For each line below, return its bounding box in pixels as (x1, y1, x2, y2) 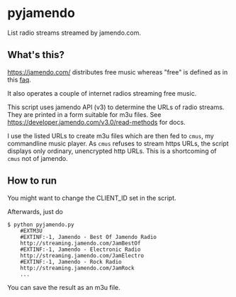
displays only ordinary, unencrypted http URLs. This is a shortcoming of (7, 147, 217, 155)
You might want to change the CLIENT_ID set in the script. (7, 194, 176, 202)
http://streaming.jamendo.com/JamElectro (20, 252, 144, 259)
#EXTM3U (20, 227, 43, 235)
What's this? (7, 49, 65, 61)
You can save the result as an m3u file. (7, 283, 120, 291)
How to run (7, 175, 57, 187)
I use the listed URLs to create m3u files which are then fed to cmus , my (7, 131, 214, 140)
